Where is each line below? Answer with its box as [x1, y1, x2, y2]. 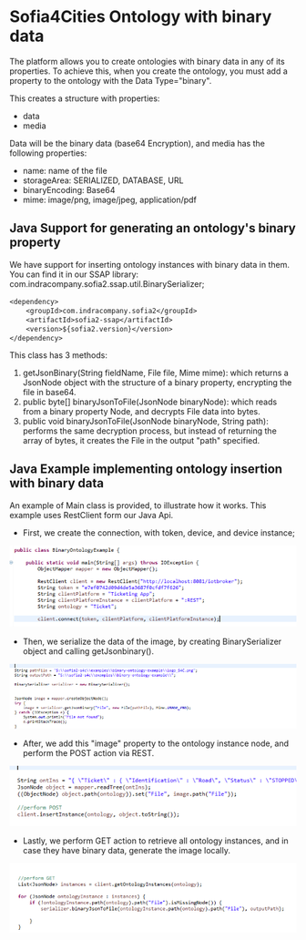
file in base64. [22, 386, 76, 397]
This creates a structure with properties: [9, 93, 160, 104]
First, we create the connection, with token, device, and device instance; [22, 526, 296, 538]
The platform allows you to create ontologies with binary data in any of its [9, 56, 285, 66]
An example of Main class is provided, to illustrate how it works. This [9, 499, 267, 511]
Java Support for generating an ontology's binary [9, 220, 296, 236]
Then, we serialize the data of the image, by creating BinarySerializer [22, 636, 282, 648]
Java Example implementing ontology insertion [9, 462, 283, 477]
